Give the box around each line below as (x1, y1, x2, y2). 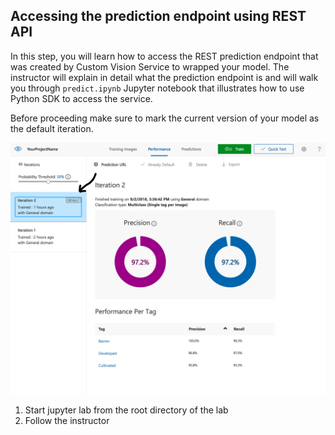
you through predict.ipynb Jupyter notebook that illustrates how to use (10, 82, 305, 94)
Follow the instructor (24, 415, 110, 427)
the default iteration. (10, 122, 94, 134)
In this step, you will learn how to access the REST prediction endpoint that (10, 50, 319, 62)
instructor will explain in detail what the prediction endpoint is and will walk (10, 71, 319, 83)
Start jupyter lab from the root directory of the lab (24, 404, 229, 416)
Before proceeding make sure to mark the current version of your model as (10, 112, 320, 124)
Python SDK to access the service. (10, 92, 153, 104)
